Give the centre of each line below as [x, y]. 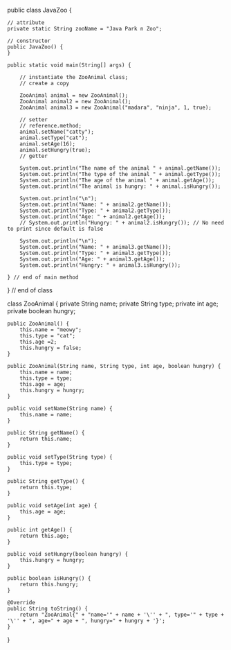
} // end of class [30, 290]
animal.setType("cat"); [54, 138]
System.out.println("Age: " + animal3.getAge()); [93, 259]
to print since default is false [55, 229]
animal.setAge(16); [48, 144]
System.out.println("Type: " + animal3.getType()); [95, 253]
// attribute [26, 23]
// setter [34, 120]
